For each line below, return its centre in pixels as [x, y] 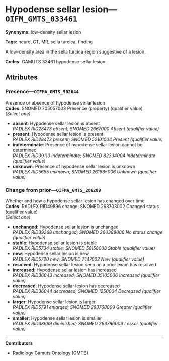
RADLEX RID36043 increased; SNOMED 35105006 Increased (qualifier [86, 275]
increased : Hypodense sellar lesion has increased [65, 270]
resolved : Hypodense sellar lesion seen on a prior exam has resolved [84, 264]
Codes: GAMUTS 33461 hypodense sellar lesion [55, 61]
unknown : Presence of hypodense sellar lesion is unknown [74, 166]
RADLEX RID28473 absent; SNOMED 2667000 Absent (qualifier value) [86, 128]
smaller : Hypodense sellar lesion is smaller [57, 318]
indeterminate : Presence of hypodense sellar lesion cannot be [77, 144]
